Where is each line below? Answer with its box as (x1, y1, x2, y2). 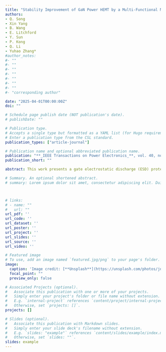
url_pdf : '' (5, 212, 30, 217)
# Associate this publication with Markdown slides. (5, 321, 121, 326)
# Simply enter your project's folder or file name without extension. (5, 294, 161, 299)
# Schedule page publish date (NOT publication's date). (5, 112, 125, 118)
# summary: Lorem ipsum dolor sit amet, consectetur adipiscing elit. (5, 180, 154, 185)
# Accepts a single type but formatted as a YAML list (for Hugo (5, 131, 142, 135)
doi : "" (5, 103, 21, 109)
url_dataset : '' (5, 221, 39, 226)
